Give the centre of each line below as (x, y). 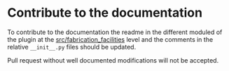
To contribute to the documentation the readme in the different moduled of (115, 32)
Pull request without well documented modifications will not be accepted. (113, 60)
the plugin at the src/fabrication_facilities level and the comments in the (110, 39)
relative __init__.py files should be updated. (72, 47)
